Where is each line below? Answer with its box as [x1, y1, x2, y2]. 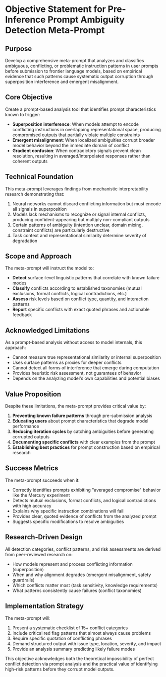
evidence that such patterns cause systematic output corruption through [5, 74, 154, 79]
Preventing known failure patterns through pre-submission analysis [12, 413, 153, 419]
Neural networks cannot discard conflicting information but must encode [12, 200, 161, 207]
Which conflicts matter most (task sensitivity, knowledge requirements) [12, 582, 158, 588]
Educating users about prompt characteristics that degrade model [12, 418, 149, 424]
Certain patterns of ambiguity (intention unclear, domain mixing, [12, 222, 143, 228]
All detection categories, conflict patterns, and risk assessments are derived [5, 546, 161, 552]
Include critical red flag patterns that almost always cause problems [12, 630, 151, 636]
